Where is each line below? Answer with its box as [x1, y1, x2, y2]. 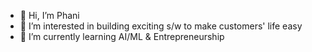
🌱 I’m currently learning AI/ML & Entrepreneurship [19, 31, 225, 42]
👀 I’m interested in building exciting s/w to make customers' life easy [19, 20, 303, 32]
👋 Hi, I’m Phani [19, 10, 80, 21]
